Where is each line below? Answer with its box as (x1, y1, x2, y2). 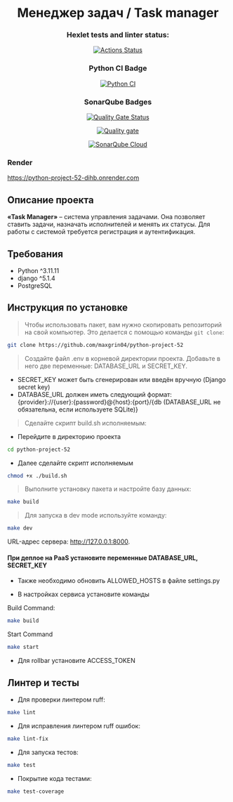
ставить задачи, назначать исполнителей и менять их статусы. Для (7, 220, 211, 229)
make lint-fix (7, 735, 49, 742)
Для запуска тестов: (17, 748, 79, 756)
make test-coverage (7, 788, 65, 795)
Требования (7, 248, 63, 260)
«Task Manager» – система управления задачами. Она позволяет (7, 213, 206, 221)
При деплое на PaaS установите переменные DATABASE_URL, (7, 553, 199, 562)
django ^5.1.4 (17, 274, 55, 282)
